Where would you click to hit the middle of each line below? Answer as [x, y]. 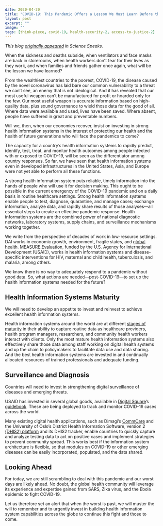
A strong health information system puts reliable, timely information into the [80, 181]
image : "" [15, 28]
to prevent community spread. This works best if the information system [77, 441]
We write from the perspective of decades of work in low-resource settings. [81, 237]
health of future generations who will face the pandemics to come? [72, 136]
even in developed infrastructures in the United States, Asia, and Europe [77, 166]
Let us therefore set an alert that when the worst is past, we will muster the [80, 504]
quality [12, 106]
